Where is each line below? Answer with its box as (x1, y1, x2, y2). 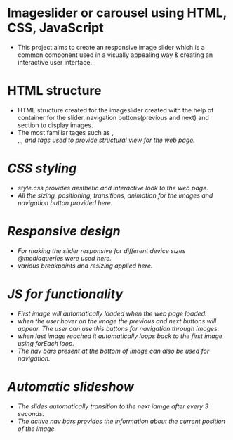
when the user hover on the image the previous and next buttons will (17, 316, 217, 325)
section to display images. (17, 121, 93, 129)
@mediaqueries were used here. (17, 254, 112, 262)
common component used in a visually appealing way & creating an (17, 51, 213, 59)
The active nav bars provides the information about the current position (17, 417, 226, 425)
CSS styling (7, 160, 77, 176)
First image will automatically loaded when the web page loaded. (17, 309, 207, 318)
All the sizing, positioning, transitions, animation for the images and (17, 191, 213, 200)
